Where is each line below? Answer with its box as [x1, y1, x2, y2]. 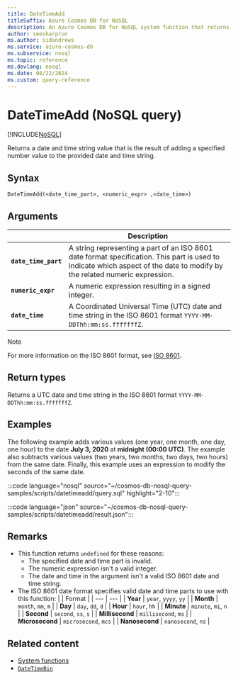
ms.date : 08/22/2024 [7, 69, 69, 77]
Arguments [7, 210, 59, 222]
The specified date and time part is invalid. [28, 557, 153, 566]
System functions [17, 656, 69, 665]
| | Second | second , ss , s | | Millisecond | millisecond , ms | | [17, 610, 193, 618]
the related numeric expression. [68, 269, 174, 279]
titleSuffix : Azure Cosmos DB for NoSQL [7, 17, 129, 24]
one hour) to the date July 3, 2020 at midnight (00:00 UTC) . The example [7, 444, 225, 454]
